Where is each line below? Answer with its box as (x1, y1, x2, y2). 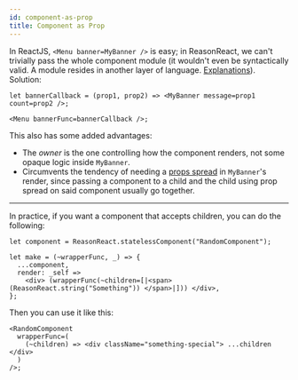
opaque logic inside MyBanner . (21, 156, 130, 167)
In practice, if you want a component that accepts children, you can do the (9, 210, 282, 221)
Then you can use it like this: (9, 307, 114, 318)
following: (9, 219, 45, 231)
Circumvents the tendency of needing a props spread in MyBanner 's (21, 166, 267, 177)
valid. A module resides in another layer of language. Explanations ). (9, 64, 255, 75)
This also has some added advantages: (9, 130, 153, 140)
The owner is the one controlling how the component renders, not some (21, 147, 286, 158)
